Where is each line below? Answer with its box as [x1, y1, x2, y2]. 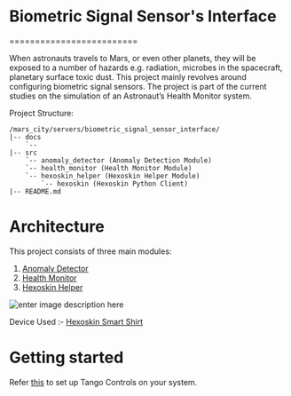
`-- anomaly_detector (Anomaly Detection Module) [25, 155, 213, 165]
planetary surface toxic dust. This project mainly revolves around [9, 71, 247, 82]
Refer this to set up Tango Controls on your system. [9, 376, 198, 387]
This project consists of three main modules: [9, 246, 172, 257]
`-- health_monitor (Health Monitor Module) [25, 163, 193, 172]
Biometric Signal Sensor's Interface [9, 6, 277, 27]
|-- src [9, 148, 38, 157]
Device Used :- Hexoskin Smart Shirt [9, 316, 144, 327]
